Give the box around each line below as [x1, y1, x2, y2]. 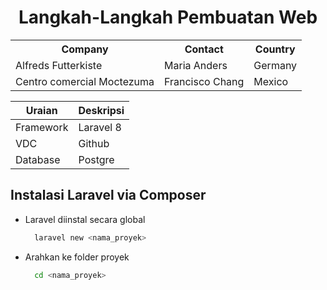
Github [78, 136, 110, 150]
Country [254, 42, 296, 56]
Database [15, 152, 61, 166]
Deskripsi [78, 103, 125, 117]
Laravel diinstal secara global [24, 213, 146, 225]
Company [61, 42, 109, 56]
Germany [253, 58, 298, 72]
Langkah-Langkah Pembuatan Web [18, 6, 318, 29]
